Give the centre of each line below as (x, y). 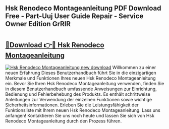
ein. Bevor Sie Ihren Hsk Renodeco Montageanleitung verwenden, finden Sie (85, 83)
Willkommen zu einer (134, 67)
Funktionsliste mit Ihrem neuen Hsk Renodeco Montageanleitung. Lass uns (83, 110)
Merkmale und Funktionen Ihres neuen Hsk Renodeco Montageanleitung (80, 78)
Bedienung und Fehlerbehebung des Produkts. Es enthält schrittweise (78, 94)
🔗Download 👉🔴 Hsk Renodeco (55, 45)
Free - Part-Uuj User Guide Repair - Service (74, 16)
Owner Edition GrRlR (38, 24)
